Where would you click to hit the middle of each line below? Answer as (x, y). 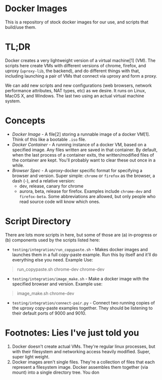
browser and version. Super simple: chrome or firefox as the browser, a (83, 176)
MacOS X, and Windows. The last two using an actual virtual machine (75, 96)
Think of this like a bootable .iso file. (49, 139)
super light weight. (31, 357)
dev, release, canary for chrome (51, 186)
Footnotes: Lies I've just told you (72, 333)
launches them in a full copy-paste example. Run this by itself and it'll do (85, 255)
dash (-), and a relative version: (44, 180)
